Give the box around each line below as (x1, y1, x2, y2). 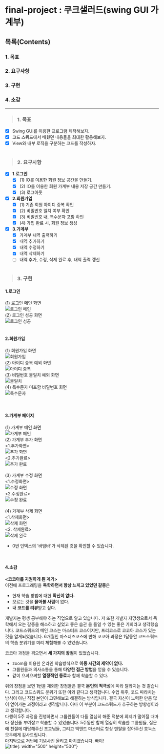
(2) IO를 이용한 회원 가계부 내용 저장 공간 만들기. (19, 183, 112, 189)
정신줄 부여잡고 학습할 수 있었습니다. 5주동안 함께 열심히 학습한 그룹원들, (10, 720, 148, 726)
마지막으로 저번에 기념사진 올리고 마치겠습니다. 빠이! (5, 738, 104, 744)
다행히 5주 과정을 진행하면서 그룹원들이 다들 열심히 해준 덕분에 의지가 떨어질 (5, 713, 150, 719)
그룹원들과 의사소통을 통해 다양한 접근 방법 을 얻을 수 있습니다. (12, 667, 129, 672)
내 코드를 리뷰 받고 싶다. (12, 605, 57, 611)
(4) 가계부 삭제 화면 (5, 508, 42, 514)
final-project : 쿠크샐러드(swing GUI (5, 4, 149, 16)
